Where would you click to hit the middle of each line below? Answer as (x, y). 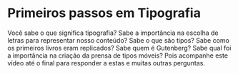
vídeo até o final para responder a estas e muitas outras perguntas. (106, 63)
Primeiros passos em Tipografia (104, 13)
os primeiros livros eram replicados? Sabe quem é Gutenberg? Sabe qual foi (119, 48)
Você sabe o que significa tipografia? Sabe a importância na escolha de (113, 33)
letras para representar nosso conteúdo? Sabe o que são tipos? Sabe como (119, 40)
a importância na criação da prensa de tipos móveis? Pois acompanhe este (118, 55)
